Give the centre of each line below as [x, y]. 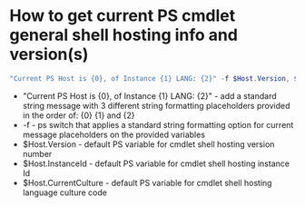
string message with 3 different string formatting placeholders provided [156, 105]
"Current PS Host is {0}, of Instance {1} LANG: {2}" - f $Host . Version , [150, 78]
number [37, 153]
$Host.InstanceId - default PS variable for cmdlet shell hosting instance [156, 163]
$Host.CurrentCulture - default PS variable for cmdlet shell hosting [147, 182]
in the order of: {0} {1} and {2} [79, 115]
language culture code [64, 192]
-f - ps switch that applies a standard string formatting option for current [158, 124]
